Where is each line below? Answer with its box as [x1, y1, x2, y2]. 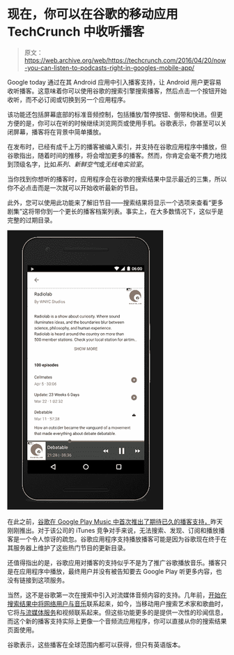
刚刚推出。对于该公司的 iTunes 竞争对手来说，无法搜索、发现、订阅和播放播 [7, 526, 225, 534]
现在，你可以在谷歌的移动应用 [7, 6, 179, 22]
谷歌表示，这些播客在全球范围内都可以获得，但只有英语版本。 [7, 640, 185, 649]
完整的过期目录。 [7, 216, 56, 224]
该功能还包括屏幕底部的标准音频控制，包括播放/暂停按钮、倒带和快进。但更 [7, 110, 224, 119]
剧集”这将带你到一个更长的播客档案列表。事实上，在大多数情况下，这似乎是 [7, 207, 224, 215]
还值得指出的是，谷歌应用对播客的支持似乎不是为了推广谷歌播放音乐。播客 [7, 558, 221, 566]
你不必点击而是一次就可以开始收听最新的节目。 [7, 183, 141, 192]
